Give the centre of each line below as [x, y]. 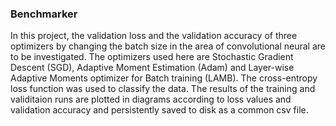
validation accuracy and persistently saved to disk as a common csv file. [159, 110]
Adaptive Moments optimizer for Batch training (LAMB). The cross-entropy [164, 78]
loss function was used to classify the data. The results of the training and [163, 89]
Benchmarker [44, 14]
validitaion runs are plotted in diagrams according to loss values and [151, 99]
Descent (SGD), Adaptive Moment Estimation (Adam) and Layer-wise [152, 68]
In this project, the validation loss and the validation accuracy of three [154, 36]
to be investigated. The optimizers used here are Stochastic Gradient [152, 57]
